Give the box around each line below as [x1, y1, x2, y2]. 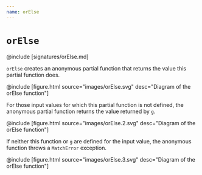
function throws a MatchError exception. [6, 144, 107, 151]
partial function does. [6, 71, 60, 78]
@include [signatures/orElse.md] [6, 53, 89, 60]
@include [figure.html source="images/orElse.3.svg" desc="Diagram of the [6, 156, 196, 163]
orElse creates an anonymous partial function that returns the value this [6, 64, 187, 72]
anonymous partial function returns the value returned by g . [6, 108, 156, 115]
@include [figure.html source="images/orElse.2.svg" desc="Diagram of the [6, 119, 196, 126]
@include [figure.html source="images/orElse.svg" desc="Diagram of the [6, 83, 191, 90]
